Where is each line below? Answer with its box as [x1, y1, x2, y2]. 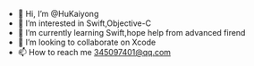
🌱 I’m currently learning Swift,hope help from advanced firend [17, 28, 246, 37]
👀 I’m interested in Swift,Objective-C [17, 18, 152, 29]
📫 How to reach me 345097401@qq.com [17, 47, 172, 57]
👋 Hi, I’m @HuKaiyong [17, 9, 99, 19]
